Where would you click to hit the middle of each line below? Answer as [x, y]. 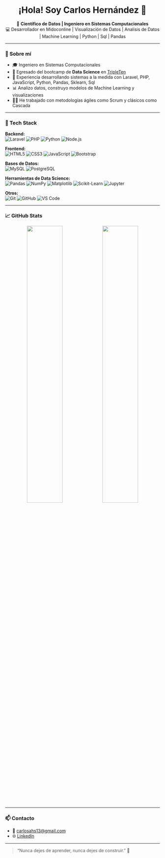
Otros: [12, 193]
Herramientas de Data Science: [38, 178]
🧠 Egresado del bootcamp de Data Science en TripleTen [69, 72]
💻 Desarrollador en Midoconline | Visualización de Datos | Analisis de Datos [82, 29]
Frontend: [15, 149]
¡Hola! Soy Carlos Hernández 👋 [82, 10]
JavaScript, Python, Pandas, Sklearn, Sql [54, 82]
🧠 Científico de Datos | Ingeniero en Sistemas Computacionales [82, 24]
